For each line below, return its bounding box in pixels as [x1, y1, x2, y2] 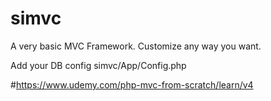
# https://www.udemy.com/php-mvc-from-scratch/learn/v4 [10, 78, 254, 91]
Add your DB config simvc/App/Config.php [10, 59, 187, 71]
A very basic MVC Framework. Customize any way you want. [10, 40, 262, 52]
